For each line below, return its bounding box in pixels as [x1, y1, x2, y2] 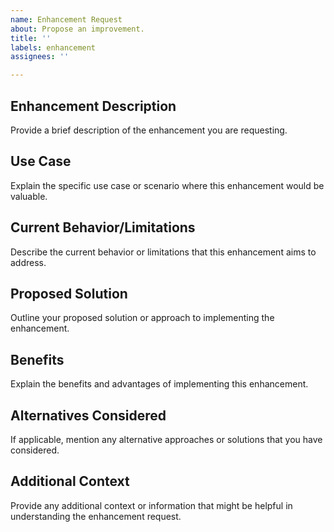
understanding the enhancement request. [10, 510, 182, 522]
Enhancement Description [10, 97, 177, 115]
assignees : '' [10, 52, 70, 62]
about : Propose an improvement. [10, 24, 145, 34]
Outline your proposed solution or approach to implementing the [10, 312, 275, 324]
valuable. [10, 190, 48, 202]
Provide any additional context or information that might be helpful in [10, 499, 293, 511]
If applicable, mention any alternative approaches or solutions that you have [10, 434, 323, 445]
